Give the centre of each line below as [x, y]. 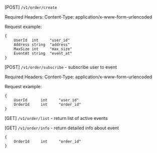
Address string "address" [42, 45]
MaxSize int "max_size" [43, 49]
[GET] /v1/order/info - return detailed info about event [62, 128]
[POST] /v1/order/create [31, 7]
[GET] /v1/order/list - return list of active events [56, 118]
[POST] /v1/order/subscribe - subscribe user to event [61, 67]
